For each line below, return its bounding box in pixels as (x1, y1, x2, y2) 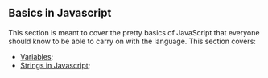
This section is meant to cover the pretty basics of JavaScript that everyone (8, 27, 260, 37)
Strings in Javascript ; (19, 60, 91, 70)
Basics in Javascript (8, 6, 112, 20)
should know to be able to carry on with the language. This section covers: (8, 36, 256, 46)
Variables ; (19, 51, 54, 61)
